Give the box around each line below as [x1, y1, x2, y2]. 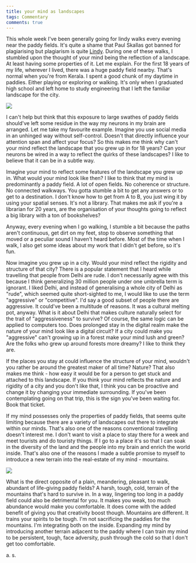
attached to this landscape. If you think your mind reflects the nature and [6, 377, 181, 384]
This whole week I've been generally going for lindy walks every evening [6, 36, 181, 43]
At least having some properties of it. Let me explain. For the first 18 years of [6, 60, 190, 67]
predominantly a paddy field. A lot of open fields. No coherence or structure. [6, 181, 190, 188]
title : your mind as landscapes [6, 8, 85, 15]
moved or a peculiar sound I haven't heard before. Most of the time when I [6, 236, 185, 243]
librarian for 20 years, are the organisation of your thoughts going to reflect [6, 206, 187, 213]
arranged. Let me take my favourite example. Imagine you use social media [6, 126, 187, 133]
